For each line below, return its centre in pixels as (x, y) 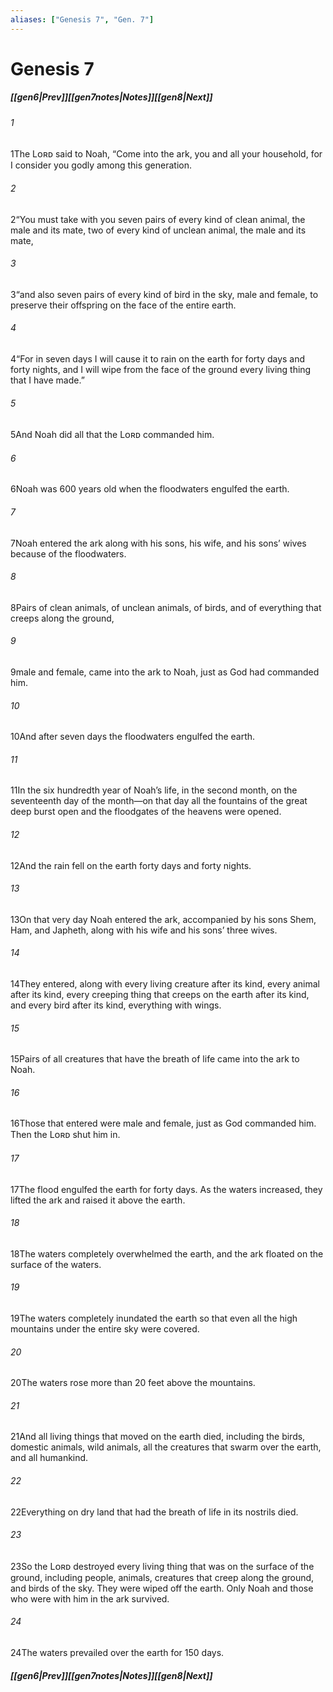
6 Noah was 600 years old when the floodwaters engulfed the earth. (150, 489)
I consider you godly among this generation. (101, 165)
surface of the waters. (56, 1264)
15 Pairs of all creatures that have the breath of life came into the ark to (155, 1059)
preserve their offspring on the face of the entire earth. (123, 305)
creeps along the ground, (62, 618)
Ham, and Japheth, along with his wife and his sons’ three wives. (144, 930)
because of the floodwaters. (68, 553)
